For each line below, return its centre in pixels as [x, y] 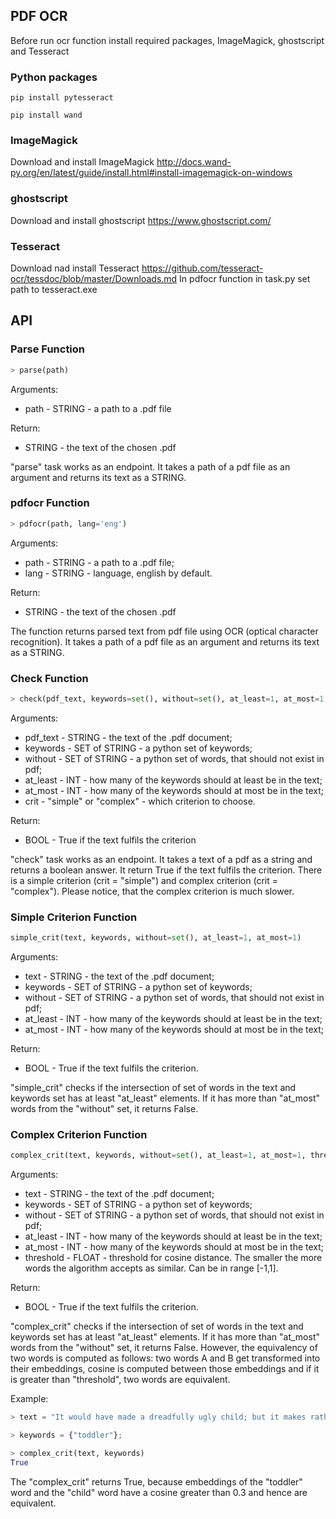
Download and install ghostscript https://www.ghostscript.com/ [141, 220]
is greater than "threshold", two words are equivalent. [120, 1380]
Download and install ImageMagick [82, 162]
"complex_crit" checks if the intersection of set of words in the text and [157, 1326]
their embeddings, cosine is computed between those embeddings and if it [165, 1369]
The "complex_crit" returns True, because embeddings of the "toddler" [156, 1481]
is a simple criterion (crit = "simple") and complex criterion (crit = [144, 880]
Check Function [49, 678]
